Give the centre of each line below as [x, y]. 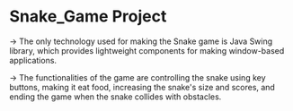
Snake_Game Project [88, 17]
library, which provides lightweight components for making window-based [147, 50]
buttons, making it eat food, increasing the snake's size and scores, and [142, 87]
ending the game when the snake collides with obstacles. [115, 97]
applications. [33, 60]
